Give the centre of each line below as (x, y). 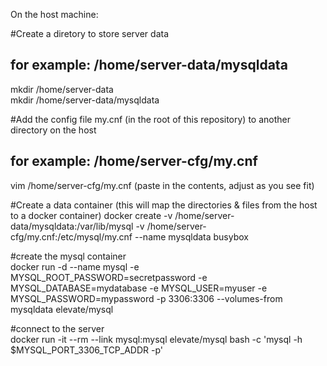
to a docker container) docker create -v (91, 215)
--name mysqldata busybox (191, 236)
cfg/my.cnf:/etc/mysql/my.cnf (71, 236)
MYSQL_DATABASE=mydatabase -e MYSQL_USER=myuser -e (139, 288)
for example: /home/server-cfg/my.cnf (134, 161)
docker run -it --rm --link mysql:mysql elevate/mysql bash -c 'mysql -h (156, 339)
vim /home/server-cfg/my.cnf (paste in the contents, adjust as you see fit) (162, 185)
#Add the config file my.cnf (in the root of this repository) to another (150, 119)
